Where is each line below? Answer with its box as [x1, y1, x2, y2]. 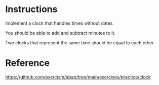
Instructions [5, 4, 58, 15]
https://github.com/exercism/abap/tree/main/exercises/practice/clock [5, 74, 151, 80]
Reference [5, 57, 50, 69]
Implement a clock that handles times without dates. [5, 20, 114, 26]
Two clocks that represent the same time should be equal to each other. [5, 39, 155, 46]
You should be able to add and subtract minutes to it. [5, 30, 115, 36]
